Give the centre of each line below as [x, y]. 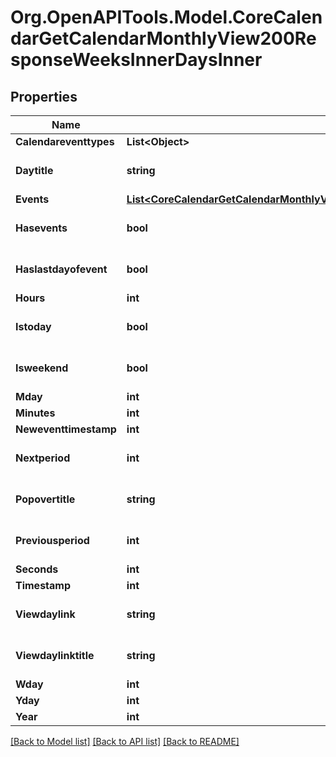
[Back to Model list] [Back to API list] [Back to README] [125, 741]
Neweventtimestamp [66, 429]
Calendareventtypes [65, 141]
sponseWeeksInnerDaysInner [136, 60]
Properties [44, 96]
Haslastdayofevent [61, 269]
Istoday [33, 326]
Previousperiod [52, 540]
